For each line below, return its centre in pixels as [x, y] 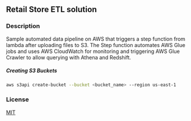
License [18, 99]
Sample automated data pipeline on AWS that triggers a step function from [96, 39]
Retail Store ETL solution [52, 10]
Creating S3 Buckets [32, 71]
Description [23, 26]
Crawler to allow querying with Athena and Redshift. [69, 57]
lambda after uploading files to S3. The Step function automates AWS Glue [96, 45]
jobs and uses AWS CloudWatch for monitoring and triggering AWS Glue [93, 51]
